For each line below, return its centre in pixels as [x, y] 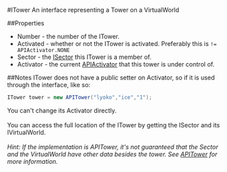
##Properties [26, 23]
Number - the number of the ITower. [68, 36]
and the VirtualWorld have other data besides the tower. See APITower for [112, 154]
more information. [33, 161]
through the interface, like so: [49, 85]
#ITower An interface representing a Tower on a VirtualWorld [93, 10]
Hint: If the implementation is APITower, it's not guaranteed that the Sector [113, 147]
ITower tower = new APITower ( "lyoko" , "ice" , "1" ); [80, 97]
